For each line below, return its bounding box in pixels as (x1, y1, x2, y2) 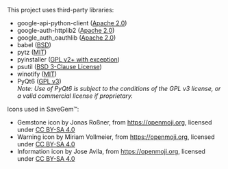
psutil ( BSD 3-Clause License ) (16, 63, 103, 70)
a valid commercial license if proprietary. (16, 92, 134, 100)
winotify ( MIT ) (16, 70, 57, 78)
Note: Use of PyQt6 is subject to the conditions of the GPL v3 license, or (16, 85, 221, 92)
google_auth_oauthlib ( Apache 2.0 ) (16, 34, 116, 42)
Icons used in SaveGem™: (7, 105, 79, 113)
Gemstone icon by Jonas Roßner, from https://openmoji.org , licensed (16, 118, 212, 126)
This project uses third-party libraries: (7, 6, 114, 14)
